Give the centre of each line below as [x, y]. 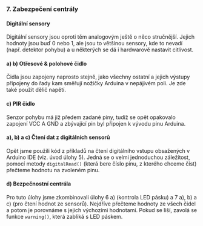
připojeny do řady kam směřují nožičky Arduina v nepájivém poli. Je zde [96, 83]
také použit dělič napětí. [36, 90]
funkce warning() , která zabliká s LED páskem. [65, 216]
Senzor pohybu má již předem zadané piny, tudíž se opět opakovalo [91, 117]
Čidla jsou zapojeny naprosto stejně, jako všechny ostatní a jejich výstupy [98, 77]
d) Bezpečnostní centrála [39, 184]
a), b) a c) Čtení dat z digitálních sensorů [58, 137]
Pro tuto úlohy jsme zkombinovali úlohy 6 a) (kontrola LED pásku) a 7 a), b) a [101, 197]
